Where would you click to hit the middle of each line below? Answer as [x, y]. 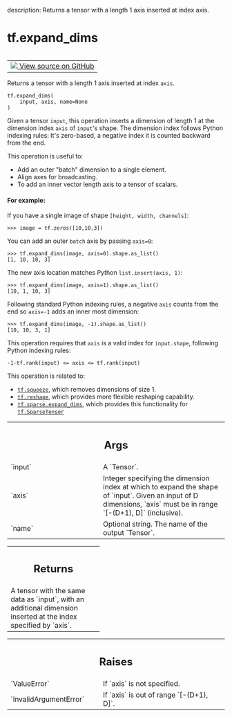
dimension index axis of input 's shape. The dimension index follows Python [115, 128]
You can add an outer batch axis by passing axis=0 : [80, 241]
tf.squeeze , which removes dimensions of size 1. [87, 390]
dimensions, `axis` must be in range [161, 504]
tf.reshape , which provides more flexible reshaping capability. [106, 397]
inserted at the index [44, 617]
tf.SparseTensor [40, 412]
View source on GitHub [57, 66]
